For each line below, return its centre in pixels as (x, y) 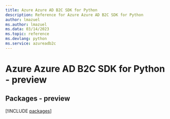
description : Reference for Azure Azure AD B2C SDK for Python (74, 15)
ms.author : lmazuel (26, 24)
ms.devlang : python (26, 39)
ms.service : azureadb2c (31, 44)
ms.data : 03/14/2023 (27, 29)
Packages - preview (38, 99)
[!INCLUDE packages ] (29, 111)
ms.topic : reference (27, 34)
